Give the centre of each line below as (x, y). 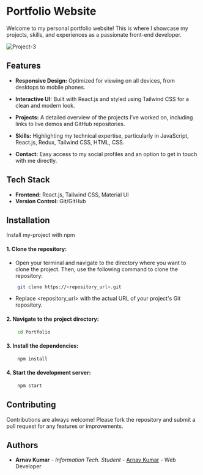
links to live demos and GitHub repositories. (70, 124)
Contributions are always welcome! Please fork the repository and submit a (101, 419)
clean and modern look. (45, 105)
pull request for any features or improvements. (65, 426)
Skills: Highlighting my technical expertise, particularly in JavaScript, (102, 135)
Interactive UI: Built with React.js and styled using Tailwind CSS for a (102, 99)
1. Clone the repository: (37, 249)
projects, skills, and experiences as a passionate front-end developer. (94, 34)
